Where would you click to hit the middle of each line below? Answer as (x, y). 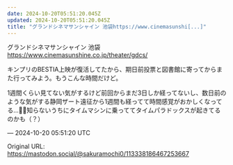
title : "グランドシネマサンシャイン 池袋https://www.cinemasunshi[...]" (107, 26)
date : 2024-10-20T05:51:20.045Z (54, 14)
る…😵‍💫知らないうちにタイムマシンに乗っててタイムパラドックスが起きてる (114, 110)
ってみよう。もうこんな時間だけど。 (71, 78)
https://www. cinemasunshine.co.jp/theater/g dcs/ (78, 55)
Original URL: (26, 146)
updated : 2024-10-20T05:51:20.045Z (59, 20)
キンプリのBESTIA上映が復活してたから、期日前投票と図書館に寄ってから (112, 70)
